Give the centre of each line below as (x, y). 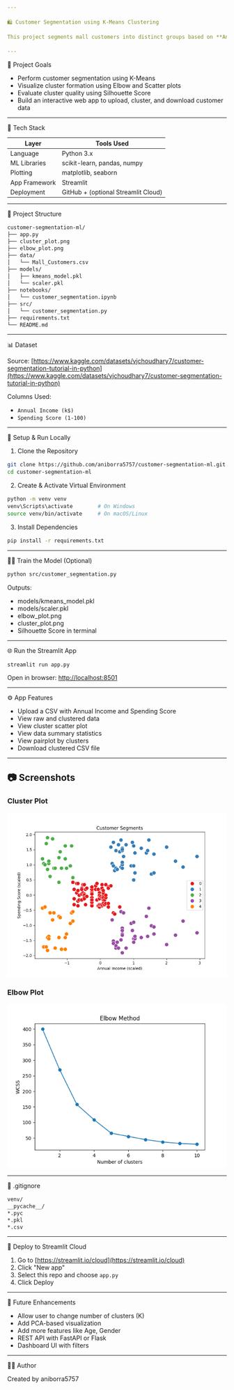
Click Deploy (36, 1282)
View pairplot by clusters (53, 741)
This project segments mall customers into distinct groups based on (110, 37)
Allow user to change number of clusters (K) (81, 1316)
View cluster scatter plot (52, 726)
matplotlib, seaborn (89, 173)
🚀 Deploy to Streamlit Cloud (47, 1247)
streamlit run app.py (39, 665)
